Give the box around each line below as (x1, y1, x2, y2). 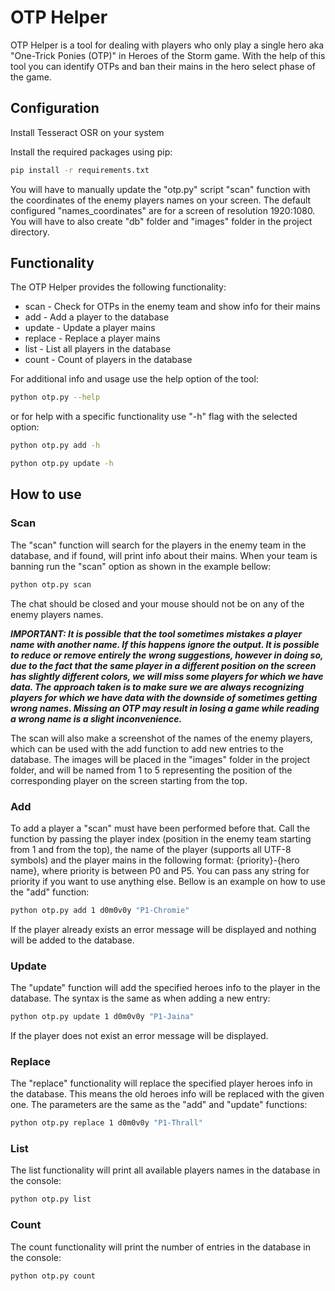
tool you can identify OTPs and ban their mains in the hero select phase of (10, 60, 316, 72)
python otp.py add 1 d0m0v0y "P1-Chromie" (10, 905, 190, 915)
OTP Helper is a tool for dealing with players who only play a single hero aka (10, 39, 325, 51)
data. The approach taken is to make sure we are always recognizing (10, 681, 305, 693)
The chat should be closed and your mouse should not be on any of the (10, 597, 305, 610)
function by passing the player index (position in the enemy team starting (10, 832, 312, 845)
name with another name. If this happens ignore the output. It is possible (10, 638, 320, 650)
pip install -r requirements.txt (10, 165, 150, 175)
